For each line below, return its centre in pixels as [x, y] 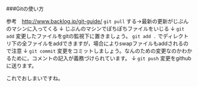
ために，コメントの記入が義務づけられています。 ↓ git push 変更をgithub [101, 58]
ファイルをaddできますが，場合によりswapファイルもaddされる [105, 43]
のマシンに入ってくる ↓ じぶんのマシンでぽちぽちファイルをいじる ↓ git [95, 29]
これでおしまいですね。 [35, 78]
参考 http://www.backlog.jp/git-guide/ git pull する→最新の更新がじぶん [98, 21]
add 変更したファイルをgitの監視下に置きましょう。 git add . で [85, 36]
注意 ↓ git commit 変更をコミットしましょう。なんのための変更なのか [97, 51]
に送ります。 [22, 66]
